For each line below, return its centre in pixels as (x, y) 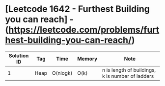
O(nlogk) (62, 73)
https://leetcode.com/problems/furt (84, 30)
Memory (87, 59)
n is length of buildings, (129, 70)
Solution (19, 56)
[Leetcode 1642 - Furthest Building (77, 9)
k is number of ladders (128, 76)
